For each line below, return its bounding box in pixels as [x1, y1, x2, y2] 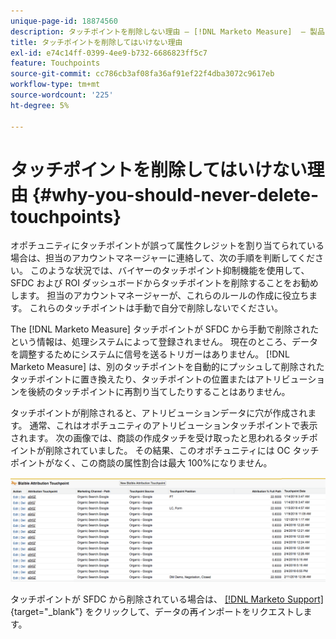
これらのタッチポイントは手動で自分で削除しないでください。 [29, 302, 284, 314]
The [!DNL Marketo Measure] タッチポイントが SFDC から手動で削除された [10, 323, 320, 335]
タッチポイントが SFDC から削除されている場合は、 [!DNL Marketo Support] [10, 593, 324, 605]
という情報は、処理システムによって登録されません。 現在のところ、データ [10, 336, 318, 348]
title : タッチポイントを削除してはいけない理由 [10, 37, 183, 47]
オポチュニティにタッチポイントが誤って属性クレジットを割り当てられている [10, 240, 325, 252]
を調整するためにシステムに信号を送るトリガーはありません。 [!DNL [10, 348, 290, 360]
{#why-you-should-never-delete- [31, 183, 320, 206]
